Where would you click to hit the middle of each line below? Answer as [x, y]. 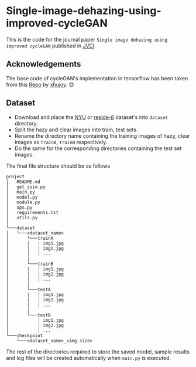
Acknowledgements [44, 64]
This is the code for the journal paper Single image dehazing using [87, 39]
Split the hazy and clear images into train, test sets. [76, 130]
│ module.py [23, 202]
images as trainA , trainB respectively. [61, 142]
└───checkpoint [25, 335]
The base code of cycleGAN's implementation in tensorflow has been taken [97, 78]
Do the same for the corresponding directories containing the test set [98, 148]
